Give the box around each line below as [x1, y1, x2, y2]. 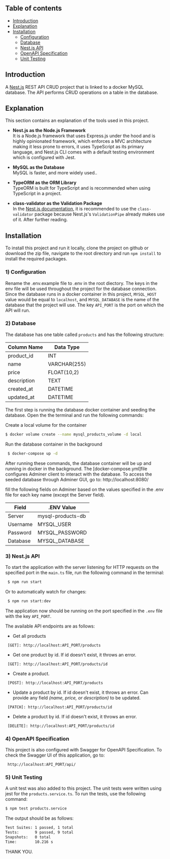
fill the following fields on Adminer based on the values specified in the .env [5, 486, 164, 492]
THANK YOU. [5, 848, 33, 854]
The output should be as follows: [5, 815, 74, 821]
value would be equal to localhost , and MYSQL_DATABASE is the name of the [5, 296, 159, 302]
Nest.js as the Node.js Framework [12, 127, 86, 134]
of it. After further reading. [12, 217, 68, 223]
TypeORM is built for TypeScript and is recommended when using [12, 185, 151, 191]
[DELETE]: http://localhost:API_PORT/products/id [7, 723, 115, 728]
